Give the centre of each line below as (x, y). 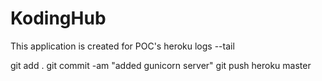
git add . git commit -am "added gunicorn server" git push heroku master (161, 65)
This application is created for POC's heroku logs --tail (122, 46)
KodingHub (58, 18)
